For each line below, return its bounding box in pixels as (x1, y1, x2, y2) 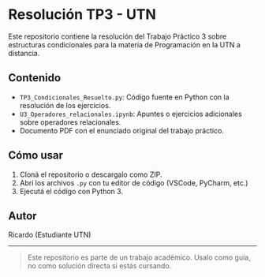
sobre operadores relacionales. (19, 117, 121, 127)
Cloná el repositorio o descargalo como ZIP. (19, 170, 162, 179)
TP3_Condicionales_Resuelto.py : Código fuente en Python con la (19, 92, 230, 102)
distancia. (8, 48, 40, 58)
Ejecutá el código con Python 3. (19, 186, 124, 196)
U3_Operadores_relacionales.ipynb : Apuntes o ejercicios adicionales (19, 109, 242, 118)
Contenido (8, 71, 62, 84)
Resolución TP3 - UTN (8, 6, 156, 24)
